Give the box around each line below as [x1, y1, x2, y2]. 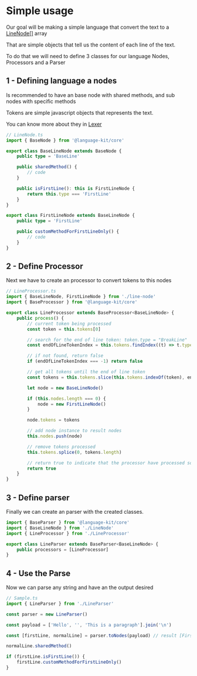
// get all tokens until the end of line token [27, 369, 145, 375]
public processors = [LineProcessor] [16, 547, 109, 553]
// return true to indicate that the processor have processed [27, 460, 185, 466]
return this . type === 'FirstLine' [27, 191, 111, 197]
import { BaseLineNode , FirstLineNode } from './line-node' [6, 294, 157, 300]
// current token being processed [27, 320, 111, 327]
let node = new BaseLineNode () [27, 385, 104, 391]
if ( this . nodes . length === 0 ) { [27, 396, 107, 401]
